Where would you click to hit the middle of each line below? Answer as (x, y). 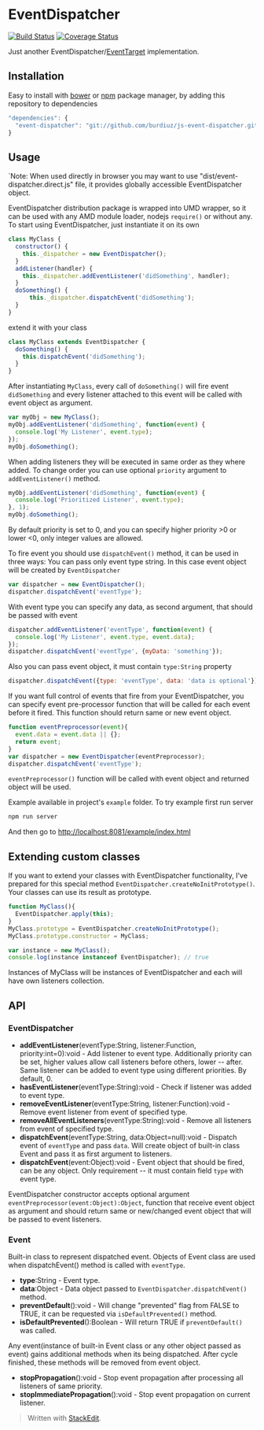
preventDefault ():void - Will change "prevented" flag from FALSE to (129, 1306)
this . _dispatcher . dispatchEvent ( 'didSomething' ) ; (112, 298)
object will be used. (40, 787)
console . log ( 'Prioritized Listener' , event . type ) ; (100, 500)
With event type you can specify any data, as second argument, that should (130, 607)
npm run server (33, 817)
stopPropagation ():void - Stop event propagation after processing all (131, 1378)
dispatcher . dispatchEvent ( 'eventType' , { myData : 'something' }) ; (115, 652)
